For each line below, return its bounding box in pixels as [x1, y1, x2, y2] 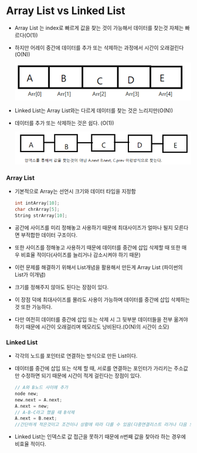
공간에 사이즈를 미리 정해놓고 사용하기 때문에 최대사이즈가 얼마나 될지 [14, 224, 173, 231]
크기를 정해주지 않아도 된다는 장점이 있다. [14, 283, 109, 290]
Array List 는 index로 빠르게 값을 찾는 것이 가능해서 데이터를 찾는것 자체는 [14, 24, 184, 31]
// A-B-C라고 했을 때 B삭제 [14, 410, 75, 415]
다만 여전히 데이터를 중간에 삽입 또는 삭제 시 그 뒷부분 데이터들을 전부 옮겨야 [14, 316, 189, 323]
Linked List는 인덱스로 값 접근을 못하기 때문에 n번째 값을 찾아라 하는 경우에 [14, 433, 186, 440]
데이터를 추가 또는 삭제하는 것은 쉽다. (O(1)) [14, 119, 114, 126]
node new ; [14, 391, 39, 397]
